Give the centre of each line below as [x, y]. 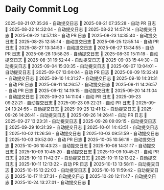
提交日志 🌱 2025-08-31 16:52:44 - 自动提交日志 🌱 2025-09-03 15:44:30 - [79, 60]
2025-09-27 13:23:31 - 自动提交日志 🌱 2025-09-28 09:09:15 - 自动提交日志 [81, 121]
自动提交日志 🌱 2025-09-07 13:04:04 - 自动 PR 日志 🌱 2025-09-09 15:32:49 [82, 72]
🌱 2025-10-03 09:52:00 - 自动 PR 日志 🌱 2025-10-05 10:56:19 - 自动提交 [78, 139]
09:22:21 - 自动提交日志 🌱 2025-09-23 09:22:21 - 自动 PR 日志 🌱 [70, 103]
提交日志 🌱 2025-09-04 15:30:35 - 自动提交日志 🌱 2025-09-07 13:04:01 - [83, 66]
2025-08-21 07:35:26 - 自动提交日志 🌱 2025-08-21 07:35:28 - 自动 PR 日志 [81, 23]
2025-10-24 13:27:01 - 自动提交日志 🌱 [52, 182]
